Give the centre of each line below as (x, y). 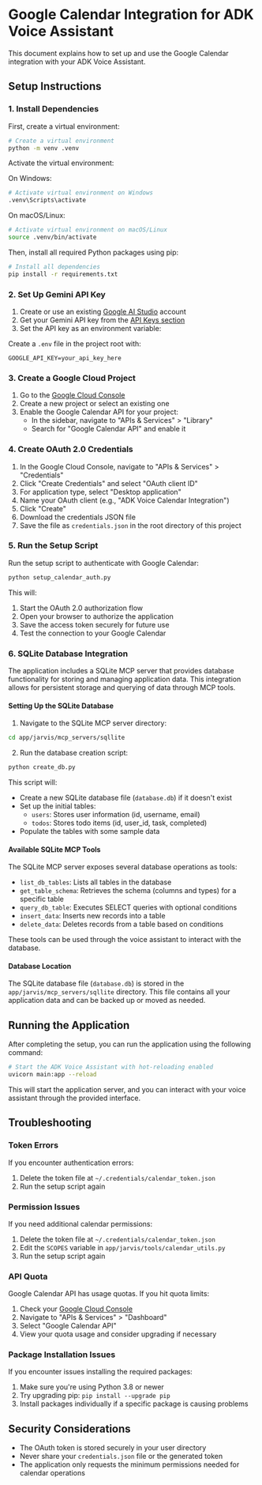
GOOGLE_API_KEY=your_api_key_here (65, 358)
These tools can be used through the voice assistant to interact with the (125, 940)
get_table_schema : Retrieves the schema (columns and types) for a (128, 891)
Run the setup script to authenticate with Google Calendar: (103, 563)
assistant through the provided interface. (75, 1098)
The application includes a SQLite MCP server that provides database (121, 670)
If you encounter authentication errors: (71, 1163)
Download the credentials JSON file (78, 517)
